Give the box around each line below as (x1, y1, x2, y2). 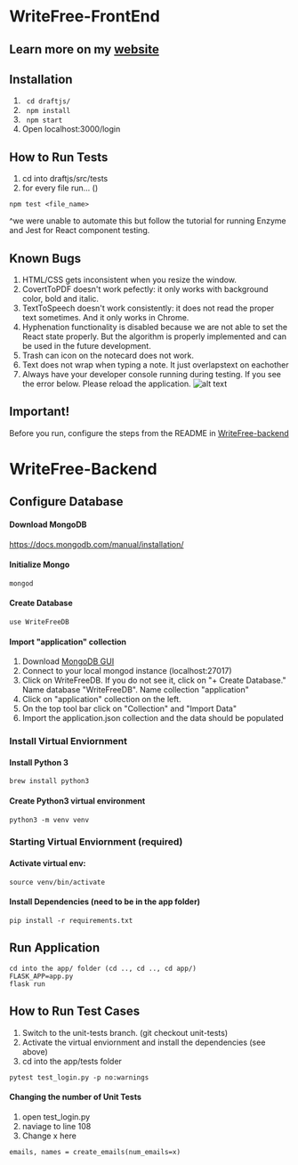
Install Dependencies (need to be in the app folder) (9, 896, 201, 907)
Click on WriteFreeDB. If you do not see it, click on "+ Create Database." (21, 675, 286, 686)
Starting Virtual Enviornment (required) (9, 836, 183, 848)
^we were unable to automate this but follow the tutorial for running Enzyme (9, 215, 286, 226)
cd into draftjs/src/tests (21, 174, 109, 184)
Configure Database (9, 494, 124, 509)
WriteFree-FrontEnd (9, 6, 160, 27)
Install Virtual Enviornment (9, 735, 127, 748)
